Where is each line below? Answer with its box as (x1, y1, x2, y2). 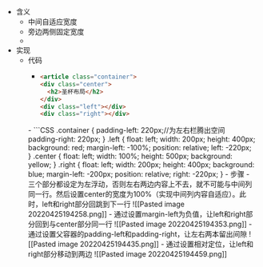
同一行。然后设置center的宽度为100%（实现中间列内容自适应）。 (27, 189, 240, 199)
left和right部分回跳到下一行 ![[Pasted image (42, 199, 185, 209)
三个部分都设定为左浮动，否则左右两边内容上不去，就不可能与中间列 (27, 179, 253, 189)
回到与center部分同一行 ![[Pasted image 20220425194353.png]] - (34, 219, 253, 229)
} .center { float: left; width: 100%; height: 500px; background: (27, 151, 233, 161)
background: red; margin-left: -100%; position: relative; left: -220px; (27, 143, 252, 153)
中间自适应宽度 (27, 17, 78, 26)
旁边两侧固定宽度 (27, 27, 85, 36)
